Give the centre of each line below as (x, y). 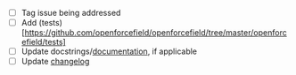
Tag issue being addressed (71, 13)
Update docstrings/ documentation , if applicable (109, 51)
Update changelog (55, 62)
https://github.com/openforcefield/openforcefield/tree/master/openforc (156, 33)
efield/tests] (43, 42)
